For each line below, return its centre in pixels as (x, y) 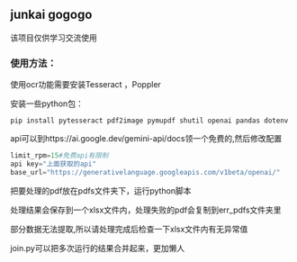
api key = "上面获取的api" (54, 164)
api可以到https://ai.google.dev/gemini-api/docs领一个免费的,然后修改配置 (146, 139)
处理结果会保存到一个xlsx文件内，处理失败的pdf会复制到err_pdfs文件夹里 (146, 210)
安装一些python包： (47, 104)
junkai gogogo (51, 15)
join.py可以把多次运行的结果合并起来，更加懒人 (98, 248)
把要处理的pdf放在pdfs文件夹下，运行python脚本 (101, 190)
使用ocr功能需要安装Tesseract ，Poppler (85, 85)
